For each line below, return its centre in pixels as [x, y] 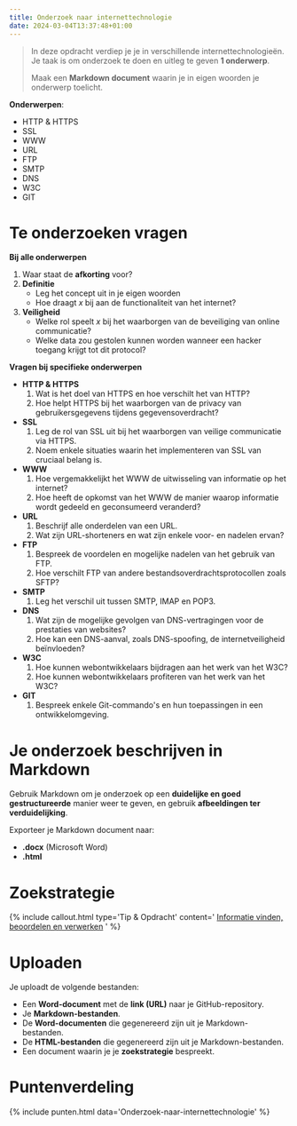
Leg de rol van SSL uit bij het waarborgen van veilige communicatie [158, 432]
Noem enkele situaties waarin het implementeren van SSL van [148, 450]
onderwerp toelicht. [67, 87]
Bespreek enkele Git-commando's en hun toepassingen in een [149, 705]
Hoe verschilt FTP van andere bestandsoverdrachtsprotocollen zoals [160, 573]
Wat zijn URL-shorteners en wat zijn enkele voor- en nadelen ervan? [160, 535]
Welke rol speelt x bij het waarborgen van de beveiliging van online [157, 321]
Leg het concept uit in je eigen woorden [108, 293]
